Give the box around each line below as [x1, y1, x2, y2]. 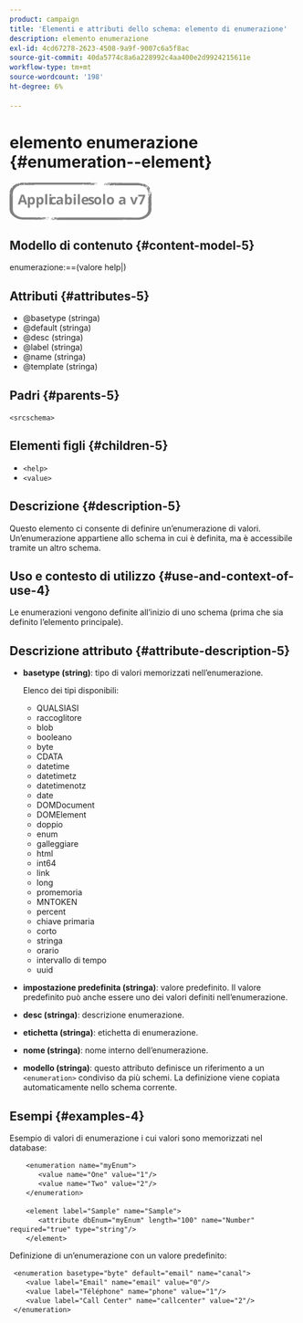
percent [36, 906, 67, 917]
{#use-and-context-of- [158, 568, 295, 584]
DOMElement [36, 809, 87, 820]
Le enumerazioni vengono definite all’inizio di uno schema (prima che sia [9, 607, 284, 618]
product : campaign [9, 15, 79, 24]
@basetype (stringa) [22, 313, 100, 324]
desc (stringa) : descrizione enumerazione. [22, 1009, 185, 1021]
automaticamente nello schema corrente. [22, 1082, 178, 1093]
